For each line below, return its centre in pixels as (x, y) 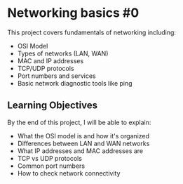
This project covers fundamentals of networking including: (92, 32)
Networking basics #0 (73, 13)
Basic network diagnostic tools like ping (75, 83)
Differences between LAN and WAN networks (83, 143)
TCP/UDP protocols (46, 68)
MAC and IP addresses (50, 60)
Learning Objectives (53, 106)
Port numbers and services (56, 76)
